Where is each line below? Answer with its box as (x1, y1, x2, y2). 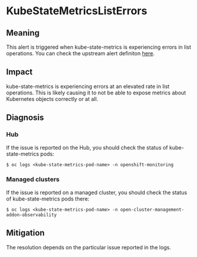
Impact (6, 67, 33, 77)
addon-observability (6, 212, 58, 218)
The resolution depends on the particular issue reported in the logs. (6, 243, 171, 250)
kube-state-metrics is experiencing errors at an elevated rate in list (6, 83, 170, 90)
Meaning (6, 28, 40, 38)
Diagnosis (6, 113, 45, 123)
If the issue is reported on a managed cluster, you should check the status (6, 189, 188, 196)
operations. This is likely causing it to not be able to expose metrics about (6, 89, 186, 96)
